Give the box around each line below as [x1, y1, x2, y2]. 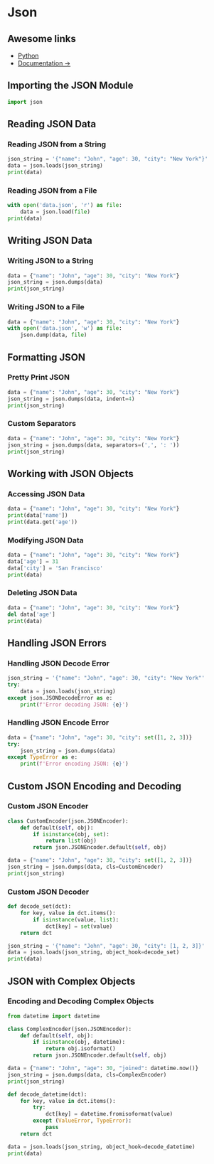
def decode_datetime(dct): [7, 1091, 87, 1098]
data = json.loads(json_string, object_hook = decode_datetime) [7, 1143, 196, 1150]
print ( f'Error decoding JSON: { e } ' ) [20, 701, 129, 708]
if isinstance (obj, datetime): [33, 1039, 126, 1046]
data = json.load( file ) [20, 208, 91, 215]
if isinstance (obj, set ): [33, 831, 110, 838]
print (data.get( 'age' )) [7, 518, 78, 525]
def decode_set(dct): [7, 903, 72, 910]
